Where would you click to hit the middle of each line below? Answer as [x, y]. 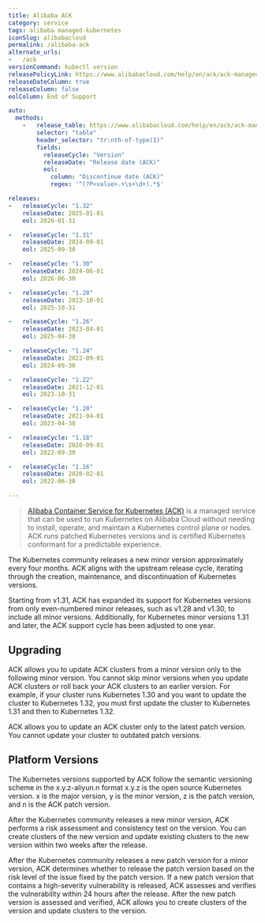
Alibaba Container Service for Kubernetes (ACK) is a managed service [142, 511]
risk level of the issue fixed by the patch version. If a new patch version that [131, 877]
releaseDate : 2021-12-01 [63, 387]
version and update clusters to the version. [78, 910]
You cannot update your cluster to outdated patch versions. [105, 735]
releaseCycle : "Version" [84, 155]
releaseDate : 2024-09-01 [63, 242]
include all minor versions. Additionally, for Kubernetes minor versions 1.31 [129, 617]
